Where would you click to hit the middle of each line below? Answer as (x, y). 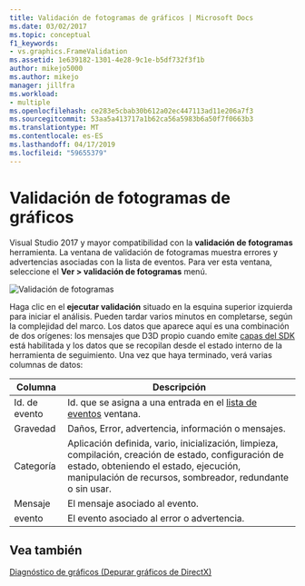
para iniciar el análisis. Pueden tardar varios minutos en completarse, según (151, 316)
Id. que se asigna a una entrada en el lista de (162, 402)
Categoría (35, 466)
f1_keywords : (34, 43)
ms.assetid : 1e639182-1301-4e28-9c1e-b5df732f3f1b (107, 60)
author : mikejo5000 (46, 69)
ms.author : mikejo (44, 77)
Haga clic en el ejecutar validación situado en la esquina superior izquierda (151, 306)
